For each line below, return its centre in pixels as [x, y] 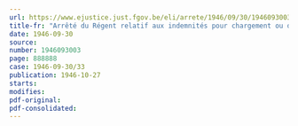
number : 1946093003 [45, 51]
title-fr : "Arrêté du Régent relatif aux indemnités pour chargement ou [146, 26]
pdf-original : [35, 100]
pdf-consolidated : [43, 108]
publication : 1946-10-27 [55, 75]
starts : [24, 83]
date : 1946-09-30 [41, 34]
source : [24, 42]
